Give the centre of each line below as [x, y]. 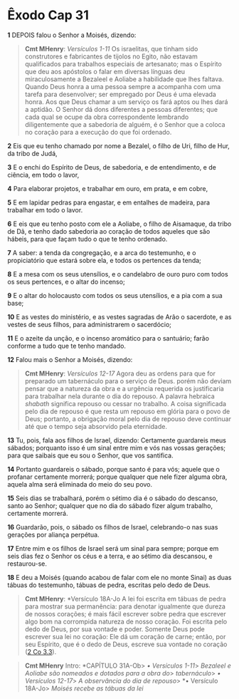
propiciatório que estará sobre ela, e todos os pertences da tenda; [104, 260]
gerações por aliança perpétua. [53, 534]
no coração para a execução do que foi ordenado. [98, 132]
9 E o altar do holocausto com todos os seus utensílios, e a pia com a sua [115, 295]
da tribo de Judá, [33, 153]
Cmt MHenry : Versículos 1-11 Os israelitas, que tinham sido [111, 48]
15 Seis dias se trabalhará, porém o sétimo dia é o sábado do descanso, [113, 498]
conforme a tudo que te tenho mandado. [67, 346]
